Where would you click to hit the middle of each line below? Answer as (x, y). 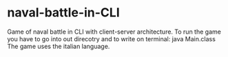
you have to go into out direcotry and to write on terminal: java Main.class (111, 38)
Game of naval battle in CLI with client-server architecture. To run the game (114, 32)
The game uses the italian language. (59, 46)
